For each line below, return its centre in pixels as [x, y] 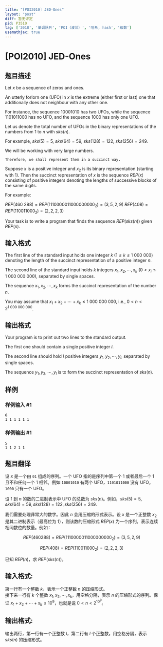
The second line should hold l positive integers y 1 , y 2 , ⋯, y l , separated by [78, 357]
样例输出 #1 [18, 433]
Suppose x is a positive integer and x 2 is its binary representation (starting [79, 169]
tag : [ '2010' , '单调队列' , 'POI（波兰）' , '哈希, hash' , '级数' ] [68, 28]
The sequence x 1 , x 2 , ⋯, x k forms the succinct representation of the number [81, 286]
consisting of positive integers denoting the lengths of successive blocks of [81, 180]
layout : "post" [20, 14]
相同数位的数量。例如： [28, 528]
